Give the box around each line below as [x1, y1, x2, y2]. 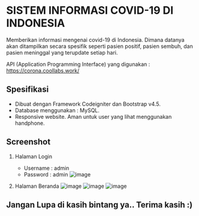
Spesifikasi [6, 85, 49, 95]
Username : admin [23, 164, 70, 172]
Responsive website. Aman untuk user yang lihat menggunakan [14, 113, 172, 120]
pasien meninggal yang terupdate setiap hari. [6, 49, 118, 56]
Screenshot [6, 137, 51, 147]
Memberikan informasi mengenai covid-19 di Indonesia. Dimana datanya [6, 36, 185, 43]
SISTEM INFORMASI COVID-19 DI [6, 4, 174, 17]
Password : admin [23, 170, 68, 178]
